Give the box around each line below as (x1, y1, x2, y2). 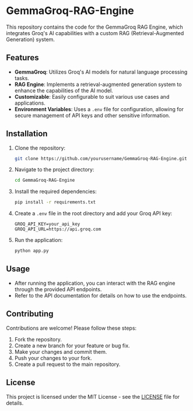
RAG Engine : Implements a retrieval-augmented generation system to (14, 81, 182, 88)
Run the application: (14, 237, 63, 244)
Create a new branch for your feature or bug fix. (14, 342, 130, 349)
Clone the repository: (14, 144, 66, 151)
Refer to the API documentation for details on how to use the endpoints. (14, 292, 187, 299)
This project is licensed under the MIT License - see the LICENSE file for (6, 393, 180, 400)
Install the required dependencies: (14, 188, 97, 195)
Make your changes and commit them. (14, 348, 107, 355)
